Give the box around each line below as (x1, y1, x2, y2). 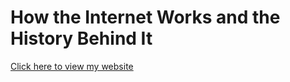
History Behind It (10, 27, 153, 50)
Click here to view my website (10, 60, 134, 72)
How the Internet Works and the (10, 6, 281, 29)
